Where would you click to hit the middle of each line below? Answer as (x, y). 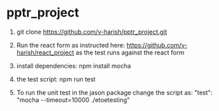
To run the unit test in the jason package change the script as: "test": (114, 92)
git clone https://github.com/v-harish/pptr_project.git (92, 32)
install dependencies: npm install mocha (74, 65)
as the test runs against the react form (130, 52)
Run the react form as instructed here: (70, 45)
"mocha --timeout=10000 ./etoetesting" (73, 100)
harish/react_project (45, 52)
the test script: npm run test (56, 79)
